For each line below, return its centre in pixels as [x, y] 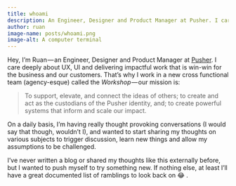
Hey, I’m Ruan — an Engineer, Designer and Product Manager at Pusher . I [112, 60]
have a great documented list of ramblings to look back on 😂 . [98, 175]
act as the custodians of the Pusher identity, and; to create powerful [123, 103]
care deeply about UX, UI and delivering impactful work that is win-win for [115, 67]
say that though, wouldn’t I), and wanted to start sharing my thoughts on [112, 132]
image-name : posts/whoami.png [52, 33]
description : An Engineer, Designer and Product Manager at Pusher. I [113, 20]
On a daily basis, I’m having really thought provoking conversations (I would [117, 124]
